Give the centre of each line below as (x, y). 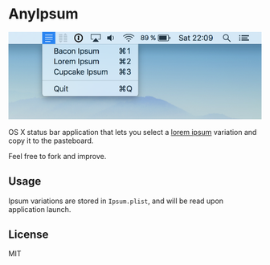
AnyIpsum (43, 14)
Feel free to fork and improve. (57, 156)
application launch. (40, 209)
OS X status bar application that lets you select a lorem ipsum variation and (133, 132)
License (29, 234)
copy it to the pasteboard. (51, 141)
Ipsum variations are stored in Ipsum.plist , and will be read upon (116, 201)
